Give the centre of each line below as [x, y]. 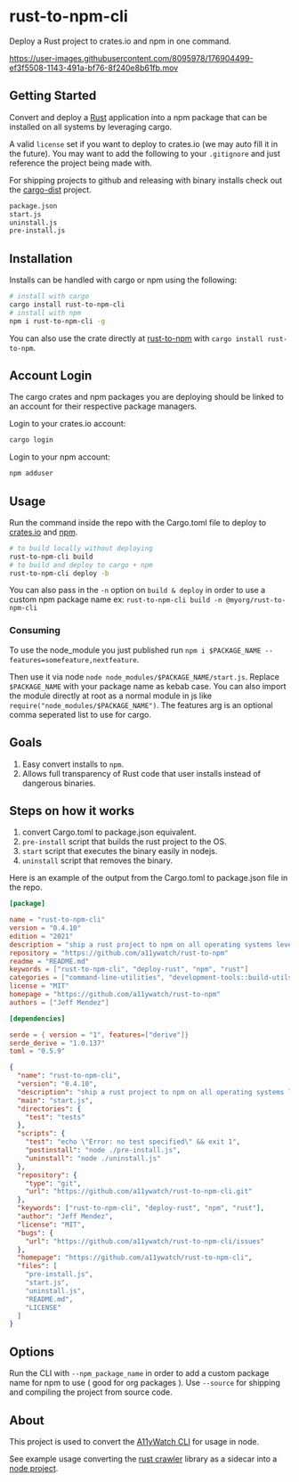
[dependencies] [37, 1018]
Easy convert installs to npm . [73, 764]
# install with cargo [49, 297]
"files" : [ [37, 1266]
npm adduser [31, 474]
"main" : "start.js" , [55, 1100]
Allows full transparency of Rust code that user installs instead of [141, 773]
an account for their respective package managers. [103, 406]
